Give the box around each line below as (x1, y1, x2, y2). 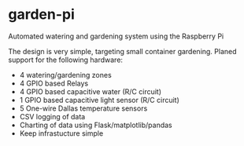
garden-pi (8, 5, 75, 24)
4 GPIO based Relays (19, 78, 89, 88)
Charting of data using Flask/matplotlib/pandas (19, 120, 173, 130)
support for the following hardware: (8, 55, 124, 64)
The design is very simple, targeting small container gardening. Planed (8, 46, 238, 56)
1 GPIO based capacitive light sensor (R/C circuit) (19, 95, 179, 104)
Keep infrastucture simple (19, 128, 104, 138)
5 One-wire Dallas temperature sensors (19, 104, 148, 113)
